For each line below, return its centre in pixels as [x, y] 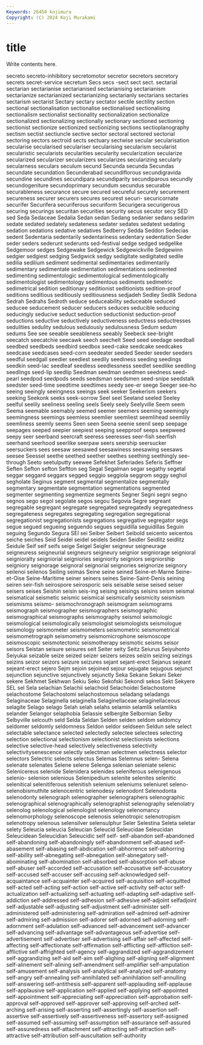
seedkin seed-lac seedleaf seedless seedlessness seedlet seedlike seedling [101, 366]
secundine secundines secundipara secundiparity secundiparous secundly [100, 179]
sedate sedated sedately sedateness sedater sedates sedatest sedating [96, 224]
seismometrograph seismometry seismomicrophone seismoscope [89, 636]
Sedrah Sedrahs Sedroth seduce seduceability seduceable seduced [91, 301]
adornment [20, 926]
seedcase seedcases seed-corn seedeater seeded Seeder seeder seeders [99, 353]
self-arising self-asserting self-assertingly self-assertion [97, 1010]
